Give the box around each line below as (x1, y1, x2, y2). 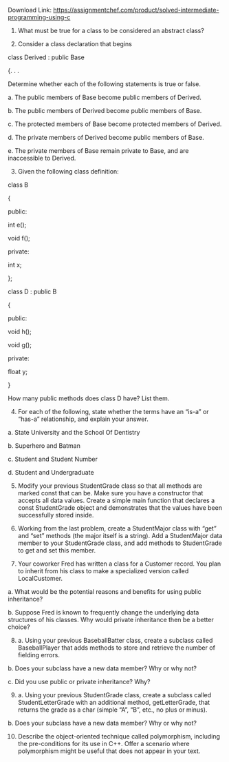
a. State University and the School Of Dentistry (8, 429, 140, 436)
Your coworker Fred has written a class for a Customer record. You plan (17, 559, 221, 568)
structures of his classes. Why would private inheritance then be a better (8, 616, 214, 624)
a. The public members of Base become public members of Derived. (8, 93, 202, 101)
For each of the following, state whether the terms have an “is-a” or (17, 408, 209, 415)
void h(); (8, 327, 32, 336)
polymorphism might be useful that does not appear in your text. (17, 747, 201, 755)
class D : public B (8, 287, 57, 296)
